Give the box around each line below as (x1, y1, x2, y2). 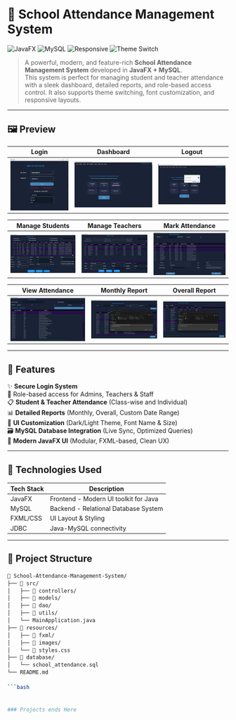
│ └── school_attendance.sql (7, 662, 99, 669)
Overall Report (172, 286, 216, 294)
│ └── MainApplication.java (7, 617, 96, 624)
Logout (181, 148, 203, 156)
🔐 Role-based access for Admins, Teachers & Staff (7, 390, 154, 398)
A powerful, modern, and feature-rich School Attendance (24, 58, 192, 66)
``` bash (7, 683, 30, 690)
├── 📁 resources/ (7, 624, 58, 631)
